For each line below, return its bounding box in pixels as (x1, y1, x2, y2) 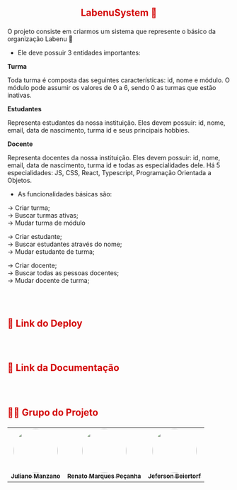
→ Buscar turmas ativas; (7, 211, 79, 220)
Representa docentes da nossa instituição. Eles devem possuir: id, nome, (7, 154, 221, 162)
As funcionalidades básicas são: (17, 190, 112, 199)
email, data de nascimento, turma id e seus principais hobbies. (7, 126, 190, 135)
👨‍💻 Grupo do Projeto (7, 406, 99, 418)
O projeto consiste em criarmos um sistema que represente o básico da (7, 27, 216, 36)
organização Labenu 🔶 (7, 35, 73, 43)
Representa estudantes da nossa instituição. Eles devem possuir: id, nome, (7, 118, 226, 127)
